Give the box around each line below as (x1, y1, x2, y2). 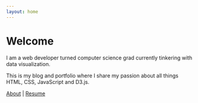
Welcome (6, 34, 54, 48)
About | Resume (6, 90, 46, 97)
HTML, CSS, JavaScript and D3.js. (6, 78, 90, 85)
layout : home (6, 8, 39, 15)
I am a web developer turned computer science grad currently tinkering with (6, 54, 193, 61)
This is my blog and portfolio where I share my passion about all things (6, 72, 179, 79)
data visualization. (6, 60, 50, 67)
